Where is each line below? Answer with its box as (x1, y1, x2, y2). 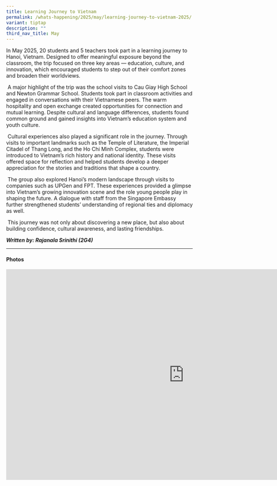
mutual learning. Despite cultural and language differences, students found (6, 109, 189, 116)
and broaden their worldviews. (6, 72, 81, 79)
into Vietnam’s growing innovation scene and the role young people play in (6, 188, 188, 196)
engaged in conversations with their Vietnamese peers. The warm (6, 96, 167, 104)
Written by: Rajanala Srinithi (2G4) (6, 236, 94, 244)
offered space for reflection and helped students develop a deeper (6, 158, 169, 165)
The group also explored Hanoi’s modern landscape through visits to (7, 176, 175, 183)
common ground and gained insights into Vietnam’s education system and (6, 115, 187, 122)
